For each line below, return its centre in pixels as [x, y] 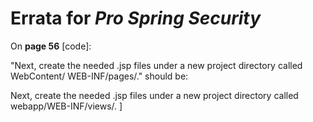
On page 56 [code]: [51, 46]
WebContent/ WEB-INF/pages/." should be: [99, 76]
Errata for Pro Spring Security [136, 18]
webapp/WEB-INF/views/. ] [66, 106]
